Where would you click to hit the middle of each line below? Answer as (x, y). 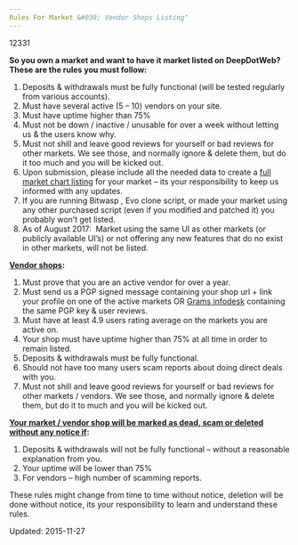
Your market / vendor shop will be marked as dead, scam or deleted (137, 422)
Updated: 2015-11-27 (48, 531)
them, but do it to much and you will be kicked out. (115, 405)
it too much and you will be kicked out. (93, 162)
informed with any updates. (72, 191)
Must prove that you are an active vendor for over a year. (126, 282)
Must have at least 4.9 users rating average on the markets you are (145, 320)
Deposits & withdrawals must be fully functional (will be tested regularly (153, 86)
